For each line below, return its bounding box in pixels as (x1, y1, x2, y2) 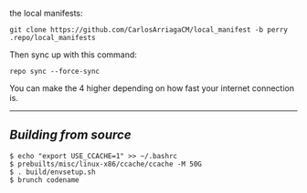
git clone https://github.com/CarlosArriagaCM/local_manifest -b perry (9, 25, 288, 35)
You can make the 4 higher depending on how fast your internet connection (9, 83, 295, 94)
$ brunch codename (9, 175, 79, 185)
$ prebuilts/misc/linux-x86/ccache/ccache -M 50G (9, 159, 203, 168)
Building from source (9, 127, 132, 143)
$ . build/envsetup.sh (9, 168, 96, 177)
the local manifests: (9, 8, 84, 18)
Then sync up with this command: (9, 49, 137, 60)
